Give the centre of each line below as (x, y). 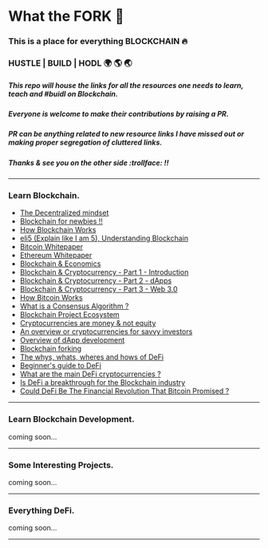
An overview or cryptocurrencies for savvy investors (106, 332)
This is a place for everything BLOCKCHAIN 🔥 (98, 42)
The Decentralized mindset (64, 213)
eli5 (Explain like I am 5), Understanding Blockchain (104, 238)
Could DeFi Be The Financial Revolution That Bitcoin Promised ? (124, 391)
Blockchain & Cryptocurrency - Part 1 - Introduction (104, 272)
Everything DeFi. (41, 510)
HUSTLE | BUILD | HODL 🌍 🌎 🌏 (71, 63)
